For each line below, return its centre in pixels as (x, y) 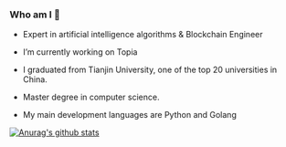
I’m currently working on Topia (80, 52)
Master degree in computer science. (91, 97)
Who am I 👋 (35, 15)
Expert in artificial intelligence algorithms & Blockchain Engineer (143, 35)
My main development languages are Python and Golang (130, 115)
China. (35, 79)
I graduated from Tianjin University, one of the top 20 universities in (150, 70)
